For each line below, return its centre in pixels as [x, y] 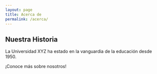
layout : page [19, 10]
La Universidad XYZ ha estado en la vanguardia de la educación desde [79, 51]
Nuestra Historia [31, 39]
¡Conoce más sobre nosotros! [36, 66]
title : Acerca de [23, 14]
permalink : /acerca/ [27, 19]
